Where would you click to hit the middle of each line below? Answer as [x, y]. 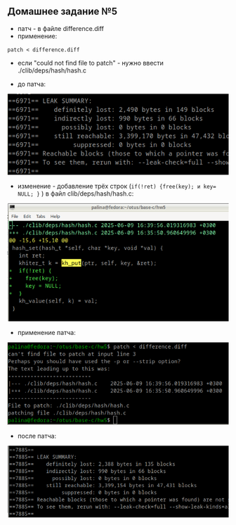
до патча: [32, 84]
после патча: [37, 436]
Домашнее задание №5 [63, 12]
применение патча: [46, 333]
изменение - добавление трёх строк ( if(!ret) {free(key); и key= [117, 186]
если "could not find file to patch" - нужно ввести [90, 63]
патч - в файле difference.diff [60, 28]
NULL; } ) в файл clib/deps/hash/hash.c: [76, 194]
